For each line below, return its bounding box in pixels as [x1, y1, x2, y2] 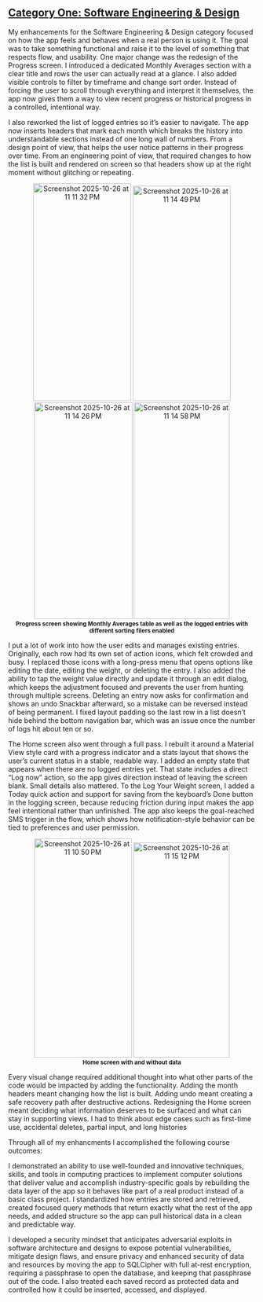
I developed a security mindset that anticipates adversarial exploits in [8, 1234, 232, 1244]
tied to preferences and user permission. [8, 823, 140, 832]
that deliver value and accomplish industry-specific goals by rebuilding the [8, 1178, 250, 1187]
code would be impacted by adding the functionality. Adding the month [8, 1080, 238, 1090]
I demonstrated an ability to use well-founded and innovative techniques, [8, 1161, 245, 1170]
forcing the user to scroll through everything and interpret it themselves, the [8, 86, 254, 95]
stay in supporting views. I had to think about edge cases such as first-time [8, 1113, 252, 1123]
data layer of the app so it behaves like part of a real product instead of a [8, 1186, 244, 1195]
